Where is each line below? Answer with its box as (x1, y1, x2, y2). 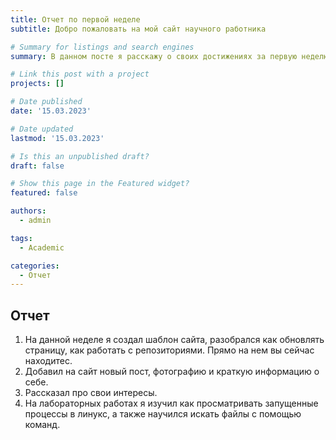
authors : (10, 206, 47, 216)
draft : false (10, 161, 65, 171)
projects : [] (10, 79, 65, 89)
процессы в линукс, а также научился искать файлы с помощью (24, 408, 302, 420)
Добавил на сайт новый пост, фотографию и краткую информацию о (24, 366, 320, 378)
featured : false (10, 188, 78, 198)
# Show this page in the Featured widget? (10, 179, 190, 189)
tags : (10, 233, 33, 243)
